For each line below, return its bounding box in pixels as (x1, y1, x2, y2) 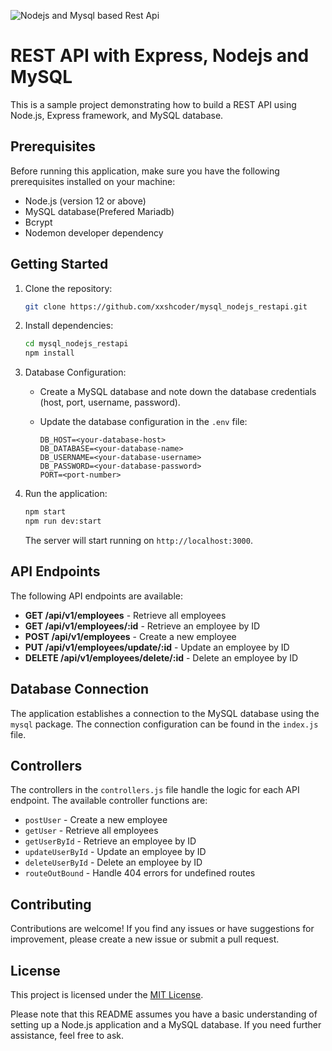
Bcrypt (24, 216, 53, 228)
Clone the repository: (24, 282, 113, 294)
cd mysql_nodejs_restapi (24, 339, 129, 349)
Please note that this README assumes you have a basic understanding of (10, 1008, 318, 1020)
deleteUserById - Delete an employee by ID (24, 856, 203, 869)
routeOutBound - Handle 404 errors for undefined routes (24, 867, 256, 879)
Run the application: (24, 488, 108, 500)
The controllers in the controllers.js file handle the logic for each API (10, 784, 300, 796)
